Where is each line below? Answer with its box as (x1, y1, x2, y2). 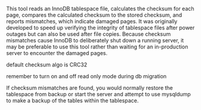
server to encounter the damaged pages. (6, 50, 108, 56)
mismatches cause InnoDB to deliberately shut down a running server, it (6, 37, 184, 44)
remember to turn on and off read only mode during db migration (6, 73, 167, 80)
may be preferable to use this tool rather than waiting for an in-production (6, 43, 188, 50)
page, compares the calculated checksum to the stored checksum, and (6, 11, 182, 19)
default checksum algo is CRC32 (6, 61, 88, 68)
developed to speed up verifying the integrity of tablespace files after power (6, 24, 195, 31)
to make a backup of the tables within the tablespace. (6, 97, 139, 104)
